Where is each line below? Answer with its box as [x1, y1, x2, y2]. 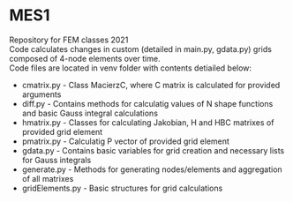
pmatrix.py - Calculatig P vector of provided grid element [21, 136, 229, 146]
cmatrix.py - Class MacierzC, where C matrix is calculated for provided [21, 79, 281, 90]
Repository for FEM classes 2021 [9, 34, 129, 45]
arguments [21, 89, 62, 100]
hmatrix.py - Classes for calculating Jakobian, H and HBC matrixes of [21, 116, 274, 128]
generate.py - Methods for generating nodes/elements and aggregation [21, 164, 282, 175]
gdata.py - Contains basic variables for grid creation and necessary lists [21, 145, 285, 155]
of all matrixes [21, 173, 74, 183]
